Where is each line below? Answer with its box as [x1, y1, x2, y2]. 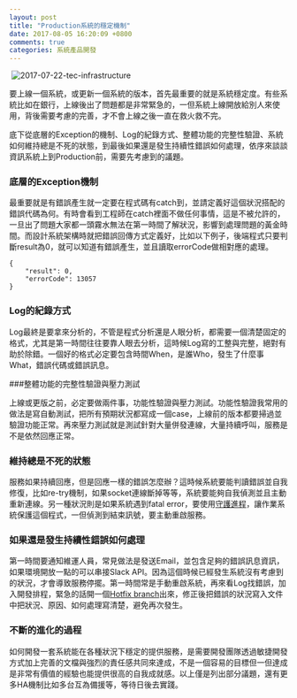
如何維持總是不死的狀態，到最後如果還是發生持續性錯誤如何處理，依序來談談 [9, 141, 288, 151]
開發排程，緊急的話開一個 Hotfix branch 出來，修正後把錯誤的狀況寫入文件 [16, 589, 284, 600]
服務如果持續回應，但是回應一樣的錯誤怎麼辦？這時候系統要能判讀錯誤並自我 [9, 477, 288, 487]
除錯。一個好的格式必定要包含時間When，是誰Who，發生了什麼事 [24, 349, 264, 359]
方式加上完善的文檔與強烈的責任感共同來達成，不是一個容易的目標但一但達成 [9, 656, 288, 668]
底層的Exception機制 [9, 176, 99, 188]
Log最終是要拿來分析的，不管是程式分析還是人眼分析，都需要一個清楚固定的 [9, 326, 286, 337]
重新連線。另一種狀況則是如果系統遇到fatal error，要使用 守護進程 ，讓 [9, 499, 263, 510]
